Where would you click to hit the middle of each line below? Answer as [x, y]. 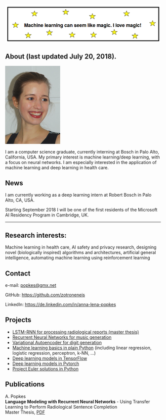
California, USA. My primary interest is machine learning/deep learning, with [83, 157]
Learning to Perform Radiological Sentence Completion [61, 407]
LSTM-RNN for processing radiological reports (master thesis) [76, 332]
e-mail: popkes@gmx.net [31, 285]
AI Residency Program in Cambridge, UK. [47, 215]
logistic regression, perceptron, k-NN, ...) [54, 353]
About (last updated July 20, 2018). [61, 57]
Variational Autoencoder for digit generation [57, 342]
